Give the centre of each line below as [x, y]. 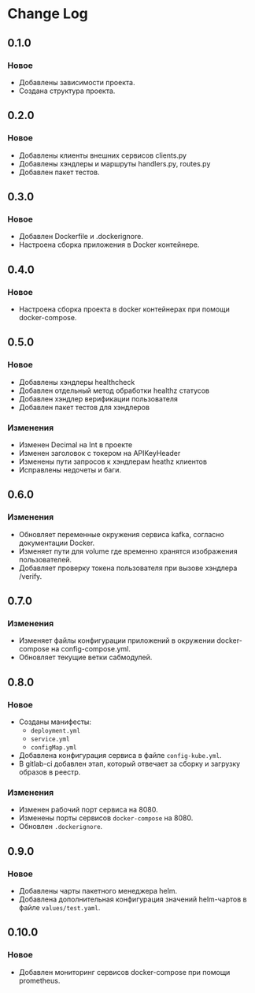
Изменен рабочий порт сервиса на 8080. [88, 810]
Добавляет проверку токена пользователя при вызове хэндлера [128, 568]
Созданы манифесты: [55, 722]
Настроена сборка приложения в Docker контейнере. [109, 245]
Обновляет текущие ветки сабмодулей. [85, 657]
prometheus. [39, 980]
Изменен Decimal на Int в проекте [76, 444]
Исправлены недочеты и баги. [70, 469]
